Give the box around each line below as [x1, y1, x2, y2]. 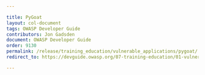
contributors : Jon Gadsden [6, 31, 75, 37]
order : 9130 [6, 43, 37, 49]
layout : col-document [6, 20, 62, 26]
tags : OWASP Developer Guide [6, 26, 81, 32]
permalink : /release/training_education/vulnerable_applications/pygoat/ [6, 48, 198, 55]
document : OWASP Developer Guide [6, 37, 92, 43]
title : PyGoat [6, 14, 43, 20]
